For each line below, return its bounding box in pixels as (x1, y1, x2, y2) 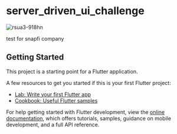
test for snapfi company (6, 35, 64, 42)
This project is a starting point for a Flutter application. (6, 68, 138, 75)
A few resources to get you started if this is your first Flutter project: (6, 79, 171, 86)
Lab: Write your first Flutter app (14, 90, 91, 98)
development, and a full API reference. (6, 121, 100, 128)
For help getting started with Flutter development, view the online (6, 108, 165, 116)
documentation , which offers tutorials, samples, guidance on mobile (6, 115, 171, 122)
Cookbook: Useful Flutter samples (14, 97, 98, 104)
